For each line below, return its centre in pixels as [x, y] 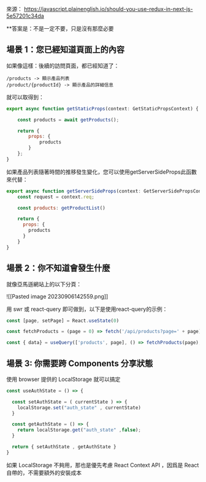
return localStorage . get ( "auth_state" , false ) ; [79, 430]
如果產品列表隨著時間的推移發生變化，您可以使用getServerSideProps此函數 [102, 172]
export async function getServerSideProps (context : [74, 191]
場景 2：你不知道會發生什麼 [58, 268]
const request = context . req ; [56, 197]
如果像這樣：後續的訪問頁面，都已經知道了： [63, 66]
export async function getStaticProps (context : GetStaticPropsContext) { [103, 109]
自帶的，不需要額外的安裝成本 [44, 472]
